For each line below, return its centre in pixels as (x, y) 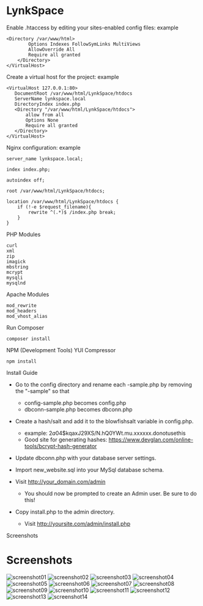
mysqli (15, 278)
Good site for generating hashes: (66, 439)
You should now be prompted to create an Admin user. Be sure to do (110, 493)
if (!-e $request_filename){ (54, 207)
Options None (42, 120)
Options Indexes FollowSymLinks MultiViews (84, 44)
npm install (21, 361)
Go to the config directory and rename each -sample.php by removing (104, 384)
